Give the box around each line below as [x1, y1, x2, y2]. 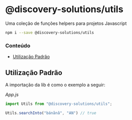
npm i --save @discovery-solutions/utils [5, 30, 94, 35]
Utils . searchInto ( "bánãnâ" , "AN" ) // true [5, 110, 96, 115]
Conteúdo [5, 42, 30, 49]
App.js [5, 91, 19, 97]
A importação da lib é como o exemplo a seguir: [5, 82, 106, 88]
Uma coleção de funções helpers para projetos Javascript [5, 20, 127, 26]
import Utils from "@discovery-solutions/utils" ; [5, 101, 113, 106]
